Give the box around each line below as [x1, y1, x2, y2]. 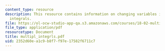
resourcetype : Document [5, 30, 54, 34]
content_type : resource [5, 7, 54, 12]
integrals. [9, 16, 32, 21]
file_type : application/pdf [5, 25, 63, 30]
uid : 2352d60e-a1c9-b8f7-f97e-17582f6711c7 [5, 39, 96, 44]
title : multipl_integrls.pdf [5, 34, 65, 39]
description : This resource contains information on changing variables [5, 12, 157, 17]
